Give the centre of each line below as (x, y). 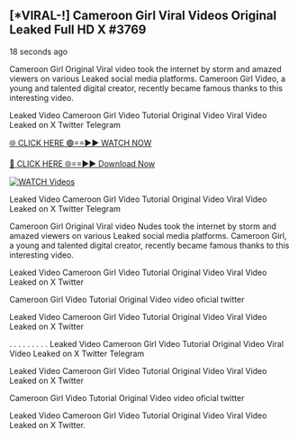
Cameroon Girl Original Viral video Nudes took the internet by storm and (143, 226)
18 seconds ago (39, 51)
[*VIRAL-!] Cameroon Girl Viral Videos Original (143, 16)
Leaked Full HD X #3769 (78, 30)
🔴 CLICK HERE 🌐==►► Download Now (82, 163)
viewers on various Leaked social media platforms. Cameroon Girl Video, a (148, 78)
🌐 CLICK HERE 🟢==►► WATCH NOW (81, 142)
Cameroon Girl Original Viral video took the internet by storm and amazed (145, 68)
